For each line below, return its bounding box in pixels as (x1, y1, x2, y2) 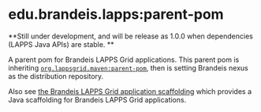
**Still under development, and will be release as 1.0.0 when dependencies (8, 31, 254, 41)
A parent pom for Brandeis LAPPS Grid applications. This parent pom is (8, 55, 240, 64)
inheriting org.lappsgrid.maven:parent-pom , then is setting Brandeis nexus (8, 63, 248, 72)
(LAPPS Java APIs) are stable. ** (8, 39, 114, 49)
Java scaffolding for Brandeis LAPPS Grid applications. (8, 95, 187, 104)
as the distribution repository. (8, 71, 104, 81)
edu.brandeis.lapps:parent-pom (8, 5, 224, 23)
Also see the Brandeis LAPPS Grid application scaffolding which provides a (8, 86, 252, 96)
